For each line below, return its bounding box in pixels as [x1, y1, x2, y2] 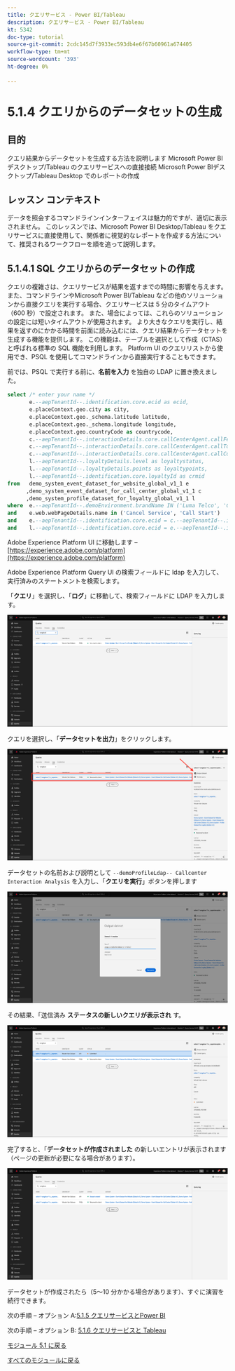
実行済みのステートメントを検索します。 [7, 576, 124, 585]
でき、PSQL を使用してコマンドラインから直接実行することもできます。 [13, 353, 220, 361]
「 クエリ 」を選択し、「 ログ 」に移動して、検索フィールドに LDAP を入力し [7, 591, 219, 600]
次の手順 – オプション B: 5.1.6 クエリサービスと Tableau [7, 1326, 166, 1335]
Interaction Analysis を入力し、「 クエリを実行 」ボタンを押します [7, 877, 198, 885]
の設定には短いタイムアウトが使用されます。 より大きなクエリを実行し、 [7, 318, 217, 326]
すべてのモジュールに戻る [7, 1356, 80, 1364]
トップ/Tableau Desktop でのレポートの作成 [13, 171, 140, 180]
